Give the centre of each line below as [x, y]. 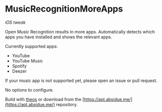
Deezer [19, 71]
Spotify [19, 66]
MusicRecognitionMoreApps [64, 9]
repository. [67, 104]
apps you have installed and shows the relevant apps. [59, 37]
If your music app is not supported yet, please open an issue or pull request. [81, 80]
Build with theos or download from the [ [45, 99]
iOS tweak [15, 22]
